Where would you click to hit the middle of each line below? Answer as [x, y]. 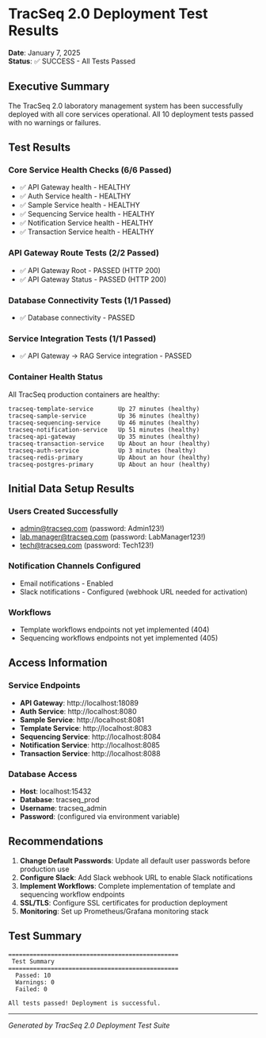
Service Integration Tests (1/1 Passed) [82, 338]
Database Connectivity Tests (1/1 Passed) [90, 300]
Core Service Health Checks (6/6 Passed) [90, 170]
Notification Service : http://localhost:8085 [90, 745]
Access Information [58, 663]
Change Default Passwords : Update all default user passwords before [135, 860]
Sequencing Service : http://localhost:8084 [90, 736]
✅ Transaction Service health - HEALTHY [87, 232]
